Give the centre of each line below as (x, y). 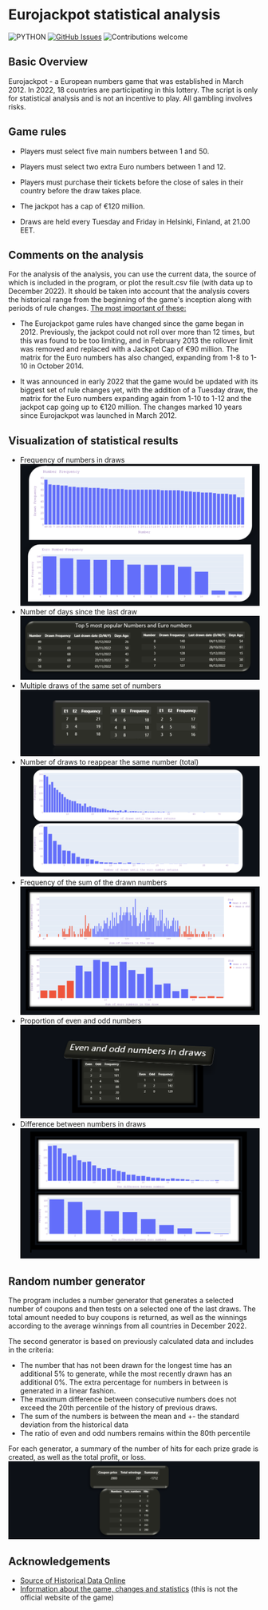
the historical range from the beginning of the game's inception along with (130, 300)
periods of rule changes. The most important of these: (97, 308)
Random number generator (77, 1281)
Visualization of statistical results (93, 441)
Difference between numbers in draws (83, 1124)
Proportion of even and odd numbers (81, 1021)
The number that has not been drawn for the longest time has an (126, 1366)
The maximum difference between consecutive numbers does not (128, 1399)
